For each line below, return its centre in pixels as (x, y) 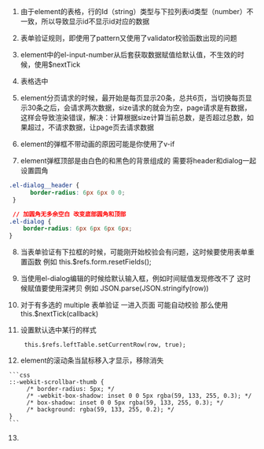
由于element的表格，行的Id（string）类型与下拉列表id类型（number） (133, 11)
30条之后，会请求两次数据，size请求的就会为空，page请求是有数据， (139, 108)
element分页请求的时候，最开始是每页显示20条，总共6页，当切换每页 (133, 98)
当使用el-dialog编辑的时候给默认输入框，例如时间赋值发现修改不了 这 (132, 279)
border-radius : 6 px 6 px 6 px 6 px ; (78, 229)
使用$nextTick (57, 64)
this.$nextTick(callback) (59, 314)
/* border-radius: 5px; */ (70, 389)
